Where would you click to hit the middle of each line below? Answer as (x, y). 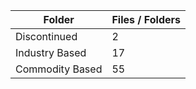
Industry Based (51, 52)
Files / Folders (146, 19)
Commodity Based (59, 69)
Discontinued (46, 36)
